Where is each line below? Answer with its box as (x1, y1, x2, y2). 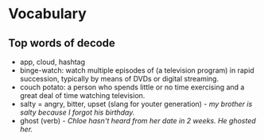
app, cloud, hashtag (19, 57, 86, 66)
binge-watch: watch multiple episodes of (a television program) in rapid (19, 66, 254, 75)
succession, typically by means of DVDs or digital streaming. (19, 74, 219, 83)
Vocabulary (8, 5, 87, 23)
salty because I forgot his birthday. (19, 108, 135, 117)
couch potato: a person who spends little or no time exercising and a (19, 82, 245, 92)
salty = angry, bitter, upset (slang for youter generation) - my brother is (19, 100, 253, 108)
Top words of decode (8, 36, 115, 50)
